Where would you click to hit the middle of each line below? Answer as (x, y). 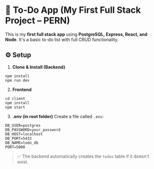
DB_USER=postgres (23, 126)
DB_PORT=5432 (19, 138)
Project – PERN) (38, 21)
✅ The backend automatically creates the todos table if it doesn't (83, 156)
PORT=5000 (15, 147)
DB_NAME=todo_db (22, 143)
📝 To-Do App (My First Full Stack (73, 10)
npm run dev (17, 80)
